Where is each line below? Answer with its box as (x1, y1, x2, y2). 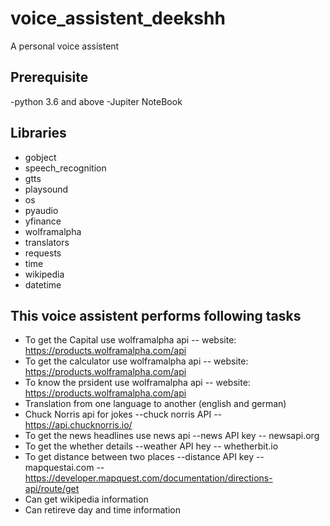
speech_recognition (24, 162, 107, 174)
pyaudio (24, 204, 59, 216)
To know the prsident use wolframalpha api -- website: (24, 377, 251, 389)
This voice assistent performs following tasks (10, 307, 302, 324)
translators (24, 236, 70, 248)
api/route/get (24, 483, 80, 495)
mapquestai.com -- (24, 462, 105, 474)
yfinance (24, 215, 62, 227)
